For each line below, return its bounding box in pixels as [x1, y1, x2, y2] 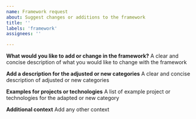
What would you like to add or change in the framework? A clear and [6, 52, 179, 59]
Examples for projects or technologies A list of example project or [6, 88, 171, 95]
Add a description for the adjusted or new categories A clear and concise [6, 70, 191, 77]
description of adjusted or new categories [6, 77, 109, 84]
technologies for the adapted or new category [6, 95, 120, 102]
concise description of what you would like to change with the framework [6, 59, 187, 66]
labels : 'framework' [6, 25, 58, 32]
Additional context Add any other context [6, 106, 109, 113]
